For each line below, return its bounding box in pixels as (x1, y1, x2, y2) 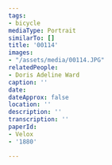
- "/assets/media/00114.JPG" (8, 57, 105, 65)
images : (8, 49, 34, 57)
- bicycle (8, 19, 41, 27)
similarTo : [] (8, 33, 56, 42)
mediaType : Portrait (8, 26, 77, 34)
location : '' (8, 100, 52, 108)
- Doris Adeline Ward (8, 71, 80, 79)
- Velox (8, 130, 34, 138)
